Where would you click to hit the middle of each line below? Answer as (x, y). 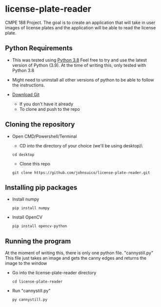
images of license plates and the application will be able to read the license (80, 27)
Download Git (26, 94)
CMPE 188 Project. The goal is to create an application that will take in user (80, 22)
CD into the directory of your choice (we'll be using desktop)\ (81, 145)
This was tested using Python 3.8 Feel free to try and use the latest (80, 60)
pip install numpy (31, 208)
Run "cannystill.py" (31, 291)
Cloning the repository (40, 125)
